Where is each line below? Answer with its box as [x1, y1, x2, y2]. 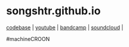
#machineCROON [6, 35, 50, 42]
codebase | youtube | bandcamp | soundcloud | [6, 24, 124, 31]
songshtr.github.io [6, 4, 101, 18]
